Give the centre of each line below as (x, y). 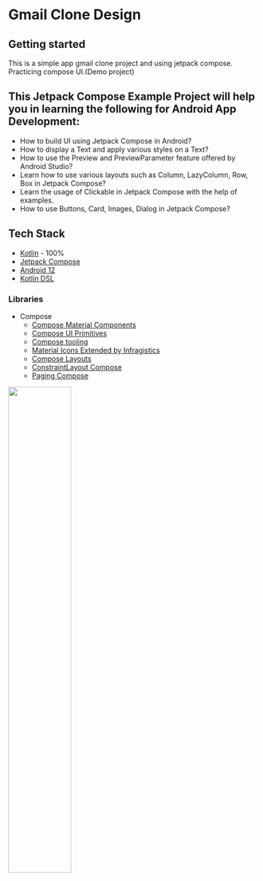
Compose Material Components (84, 324)
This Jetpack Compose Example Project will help (131, 97)
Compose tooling (60, 341)
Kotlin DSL (37, 278)
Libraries (26, 299)
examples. (37, 200)
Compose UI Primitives (69, 333)
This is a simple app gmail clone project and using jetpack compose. (121, 63)
